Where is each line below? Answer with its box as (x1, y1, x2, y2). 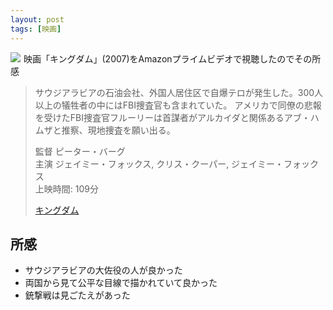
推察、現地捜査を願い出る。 (61, 124, 176, 136)
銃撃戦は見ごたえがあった (24, 289, 131, 301)
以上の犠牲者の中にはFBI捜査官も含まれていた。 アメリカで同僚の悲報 (34, 99, 322, 111)
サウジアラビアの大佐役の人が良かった (24, 264, 183, 276)
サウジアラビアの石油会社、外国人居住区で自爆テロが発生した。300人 (34, 86, 324, 98)
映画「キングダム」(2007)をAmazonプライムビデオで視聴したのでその (23, 52, 313, 65)
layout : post (10, 14, 65, 25)
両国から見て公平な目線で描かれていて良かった (24, 277, 218, 289)
